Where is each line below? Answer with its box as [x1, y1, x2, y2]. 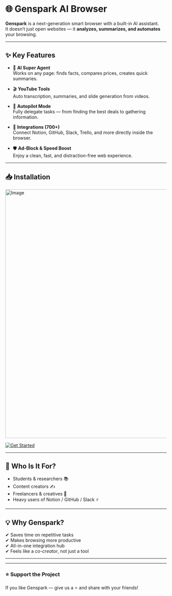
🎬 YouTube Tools [12, 86, 50, 92]
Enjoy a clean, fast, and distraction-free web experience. [12, 152, 133, 158]
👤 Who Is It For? [5, 462, 56, 470]
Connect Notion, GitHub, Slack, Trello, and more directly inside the [12, 129, 153, 135]
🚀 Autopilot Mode [12, 103, 51, 109]
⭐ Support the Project [5, 571, 60, 578]
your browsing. [5, 31, 37, 37]
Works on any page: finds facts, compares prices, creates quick [12, 70, 148, 76]
